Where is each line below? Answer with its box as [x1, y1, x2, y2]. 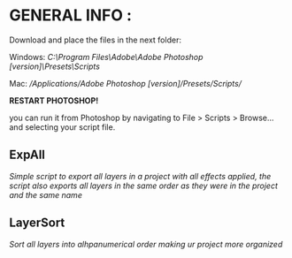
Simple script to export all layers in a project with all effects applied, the [9, 171, 272, 181]
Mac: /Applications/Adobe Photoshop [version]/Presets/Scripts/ [9, 78, 242, 88]
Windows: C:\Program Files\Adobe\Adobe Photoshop [9, 51, 204, 62]
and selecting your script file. [9, 121, 116, 133]
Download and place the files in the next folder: [9, 34, 181, 45]
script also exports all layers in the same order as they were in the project [9, 180, 279, 191]
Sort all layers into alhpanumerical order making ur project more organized [9, 239, 283, 249]
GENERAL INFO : [9, 5, 133, 26]
